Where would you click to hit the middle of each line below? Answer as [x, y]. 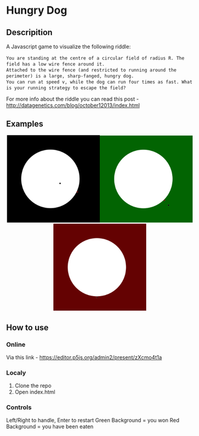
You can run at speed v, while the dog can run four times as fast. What [99, 82]
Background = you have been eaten [50, 426]
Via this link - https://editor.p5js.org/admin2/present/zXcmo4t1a [84, 357]
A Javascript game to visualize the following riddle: [69, 46]
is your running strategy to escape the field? [66, 88]
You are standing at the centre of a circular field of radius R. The [95, 58]
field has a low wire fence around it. [56, 64]
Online [16, 344]
